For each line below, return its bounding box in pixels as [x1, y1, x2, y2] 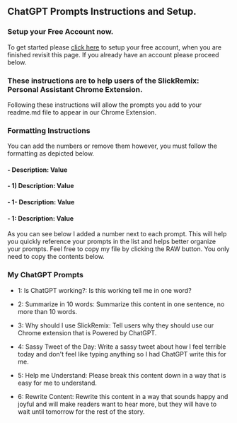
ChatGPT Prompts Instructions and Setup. [7, 6, 197, 18]
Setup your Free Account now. [7, 27, 114, 37]
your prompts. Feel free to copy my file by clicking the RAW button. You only [7, 245, 230, 253]
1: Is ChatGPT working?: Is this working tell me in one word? [17, 286, 192, 294]
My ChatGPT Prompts [7, 270, 83, 280]
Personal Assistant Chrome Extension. [7, 84, 143, 94]
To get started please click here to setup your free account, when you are [7, 42, 222, 52]
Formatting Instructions [7, 125, 91, 135]
